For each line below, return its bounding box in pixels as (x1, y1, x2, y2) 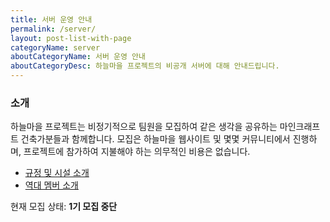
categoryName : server (10, 42, 101, 53)
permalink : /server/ (10, 24, 97, 34)
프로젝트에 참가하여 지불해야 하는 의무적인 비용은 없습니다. (23, 146, 251, 158)
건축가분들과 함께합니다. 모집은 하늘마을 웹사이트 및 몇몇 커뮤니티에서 (20, 133, 291, 145)
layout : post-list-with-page (10, 33, 132, 43)
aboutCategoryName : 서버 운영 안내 (10, 52, 146, 62)
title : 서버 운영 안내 (10, 14, 93, 25)
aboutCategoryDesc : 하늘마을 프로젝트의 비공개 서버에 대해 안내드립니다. (10, 61, 280, 71)
